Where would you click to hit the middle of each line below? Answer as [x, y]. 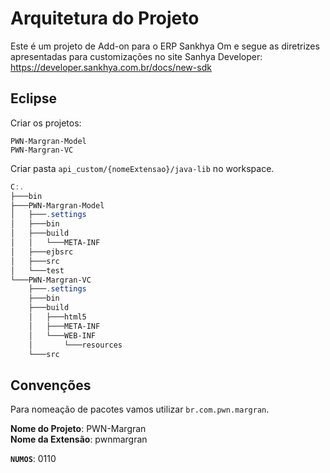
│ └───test [37, 270]
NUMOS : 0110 [33, 459]
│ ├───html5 [57, 317]
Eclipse [34, 98]
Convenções [51, 385]
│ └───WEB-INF [62, 335]
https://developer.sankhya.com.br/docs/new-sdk [111, 67]
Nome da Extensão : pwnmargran [79, 439]
